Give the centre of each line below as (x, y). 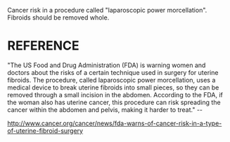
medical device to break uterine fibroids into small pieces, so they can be (113, 87)
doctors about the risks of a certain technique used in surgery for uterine (113, 72)
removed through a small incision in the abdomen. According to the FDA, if (115, 94)
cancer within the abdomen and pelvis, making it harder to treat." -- (105, 109)
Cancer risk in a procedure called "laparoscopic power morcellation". (107, 10)
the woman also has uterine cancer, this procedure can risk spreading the (114, 102)
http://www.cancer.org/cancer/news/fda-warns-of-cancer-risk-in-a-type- (115, 123)
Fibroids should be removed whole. (58, 17)
